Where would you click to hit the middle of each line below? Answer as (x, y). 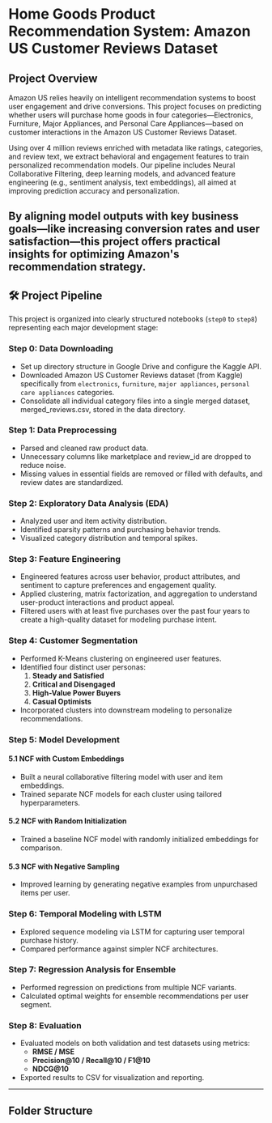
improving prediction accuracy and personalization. (94, 191)
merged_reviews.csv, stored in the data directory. (103, 409)
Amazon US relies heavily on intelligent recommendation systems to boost (132, 98)
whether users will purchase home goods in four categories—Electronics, (131, 115)
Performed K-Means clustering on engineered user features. (121, 658)
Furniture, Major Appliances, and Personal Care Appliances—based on (126, 123)
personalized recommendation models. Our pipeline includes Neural (122, 165)
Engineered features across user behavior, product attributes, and (130, 576)
